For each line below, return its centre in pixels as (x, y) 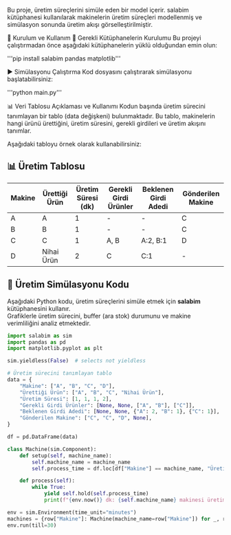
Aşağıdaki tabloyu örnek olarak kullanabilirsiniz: (75, 144)
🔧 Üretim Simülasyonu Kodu (68, 285)
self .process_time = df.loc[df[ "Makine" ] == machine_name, (118, 468)
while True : (49, 488)
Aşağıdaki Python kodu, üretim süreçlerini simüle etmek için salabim (104, 301)
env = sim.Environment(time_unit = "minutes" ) (72, 512)
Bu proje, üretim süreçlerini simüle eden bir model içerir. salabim (98, 10)
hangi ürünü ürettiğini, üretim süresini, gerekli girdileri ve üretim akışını (107, 123)
